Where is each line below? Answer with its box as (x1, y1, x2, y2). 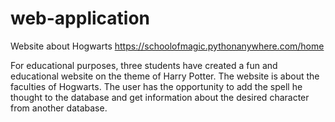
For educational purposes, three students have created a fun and (10, 59, 278, 71)
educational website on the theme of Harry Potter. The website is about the (10, 70, 320, 82)
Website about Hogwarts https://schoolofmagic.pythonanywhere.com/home (10, 40, 325, 52)
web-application (10, 7, 151, 30)
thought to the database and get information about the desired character (10, 91, 310, 103)
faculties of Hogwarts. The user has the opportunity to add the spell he (10, 80, 303, 92)
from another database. (10, 102, 108, 114)
